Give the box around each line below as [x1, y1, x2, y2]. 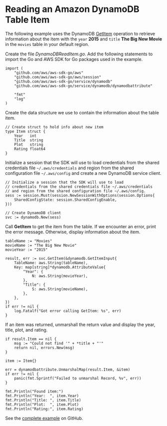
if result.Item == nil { [5, 336, 57, 342]
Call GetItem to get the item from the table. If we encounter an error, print [5, 223, 156, 229]
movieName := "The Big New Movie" [5, 243, 77, 248]
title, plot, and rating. [5, 327, 48, 333]
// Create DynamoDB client [5, 210, 61, 215]
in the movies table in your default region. [5, 41, 89, 47]
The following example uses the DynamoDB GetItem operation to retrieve [5, 30, 156, 36]
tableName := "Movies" [5, 238, 52, 243]
